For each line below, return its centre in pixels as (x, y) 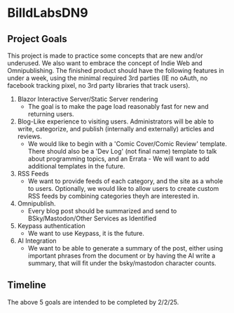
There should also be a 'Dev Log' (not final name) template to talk (122, 151)
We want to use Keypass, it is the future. (86, 233)
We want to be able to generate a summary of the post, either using (125, 248)
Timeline (27, 285)
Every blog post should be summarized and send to (102, 211)
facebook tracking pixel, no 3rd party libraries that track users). (99, 85)
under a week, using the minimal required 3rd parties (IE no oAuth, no (108, 78)
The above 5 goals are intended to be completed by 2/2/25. (93, 302)
